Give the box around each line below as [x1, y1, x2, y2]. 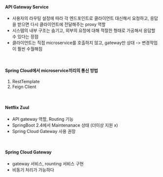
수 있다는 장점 [12, 34, 39, 40]
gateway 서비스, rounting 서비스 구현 [12, 160, 84, 166]
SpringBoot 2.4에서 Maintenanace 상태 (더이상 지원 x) [12, 122, 118, 128]
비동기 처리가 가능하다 [12, 167, 55, 173]
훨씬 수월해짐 [17, 46, 42, 52]
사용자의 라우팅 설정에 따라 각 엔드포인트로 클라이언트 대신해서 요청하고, [12, 15, 149, 22]
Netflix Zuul [5, 105, 29, 110]
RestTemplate [12, 79, 40, 85]
